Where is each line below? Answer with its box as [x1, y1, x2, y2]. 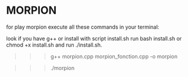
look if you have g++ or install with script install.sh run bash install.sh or [6, 35, 182, 42]
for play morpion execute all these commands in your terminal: [6, 23, 159, 30]
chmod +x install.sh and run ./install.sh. [6, 41, 102, 48]
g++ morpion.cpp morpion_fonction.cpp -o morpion [50, 53, 178, 60]
